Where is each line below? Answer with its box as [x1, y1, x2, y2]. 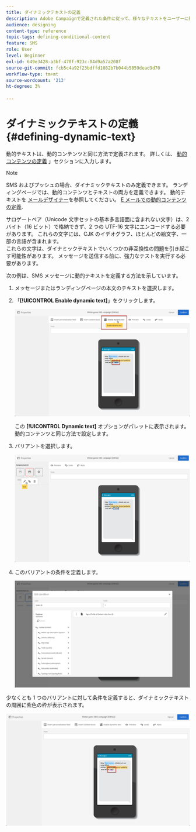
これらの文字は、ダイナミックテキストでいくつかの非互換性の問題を [6, 245, 170, 252]
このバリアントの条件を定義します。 [14, 568, 101, 576]
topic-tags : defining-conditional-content [6, 34, 111, 40]
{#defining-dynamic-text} [6, 130, 136, 143]
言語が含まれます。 [16, 238, 62, 245]
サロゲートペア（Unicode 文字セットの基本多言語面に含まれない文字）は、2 [6, 215, 190, 222]
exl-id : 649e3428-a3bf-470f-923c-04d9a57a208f [6, 59, 121, 64]
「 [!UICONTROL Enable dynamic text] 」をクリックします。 [14, 297, 159, 304]
